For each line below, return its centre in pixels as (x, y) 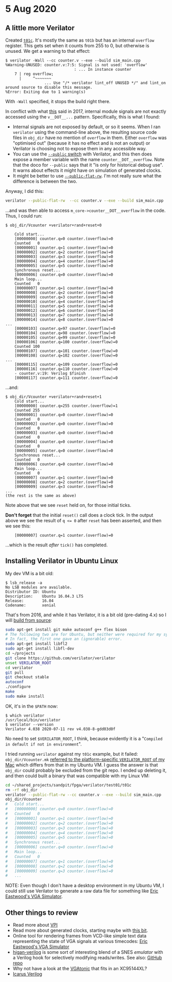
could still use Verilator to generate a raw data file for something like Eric (82, 891)
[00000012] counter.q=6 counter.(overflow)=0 (64, 310)
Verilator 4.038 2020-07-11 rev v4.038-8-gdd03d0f (60, 729)
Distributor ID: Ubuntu (31, 592)
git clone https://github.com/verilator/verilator (60, 658)
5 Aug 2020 (31, 9)
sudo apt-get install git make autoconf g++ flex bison (66, 630)
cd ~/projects (20, 654)
